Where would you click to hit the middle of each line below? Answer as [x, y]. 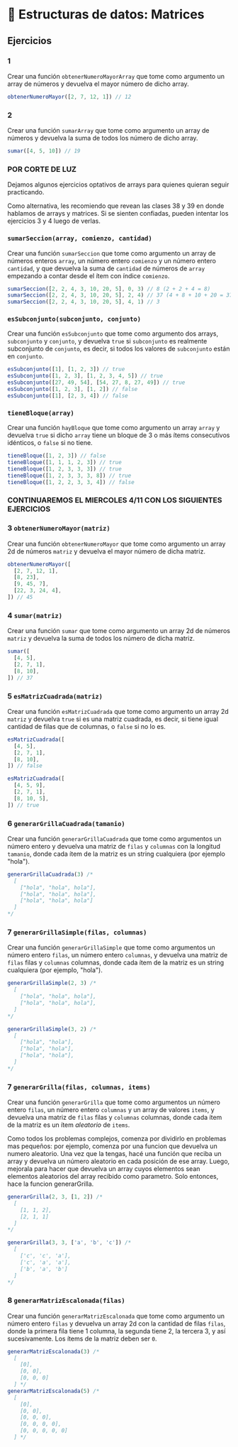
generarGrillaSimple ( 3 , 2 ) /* [52, 1029]
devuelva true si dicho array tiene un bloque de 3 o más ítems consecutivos [119, 435]
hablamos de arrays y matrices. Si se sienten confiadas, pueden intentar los [118, 214]
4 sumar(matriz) [35, 615]
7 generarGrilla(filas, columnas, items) [79, 1086]
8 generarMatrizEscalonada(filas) [66, 1300]
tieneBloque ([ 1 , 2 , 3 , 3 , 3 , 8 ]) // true [69, 475]
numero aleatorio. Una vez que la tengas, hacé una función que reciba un [114, 1154]
